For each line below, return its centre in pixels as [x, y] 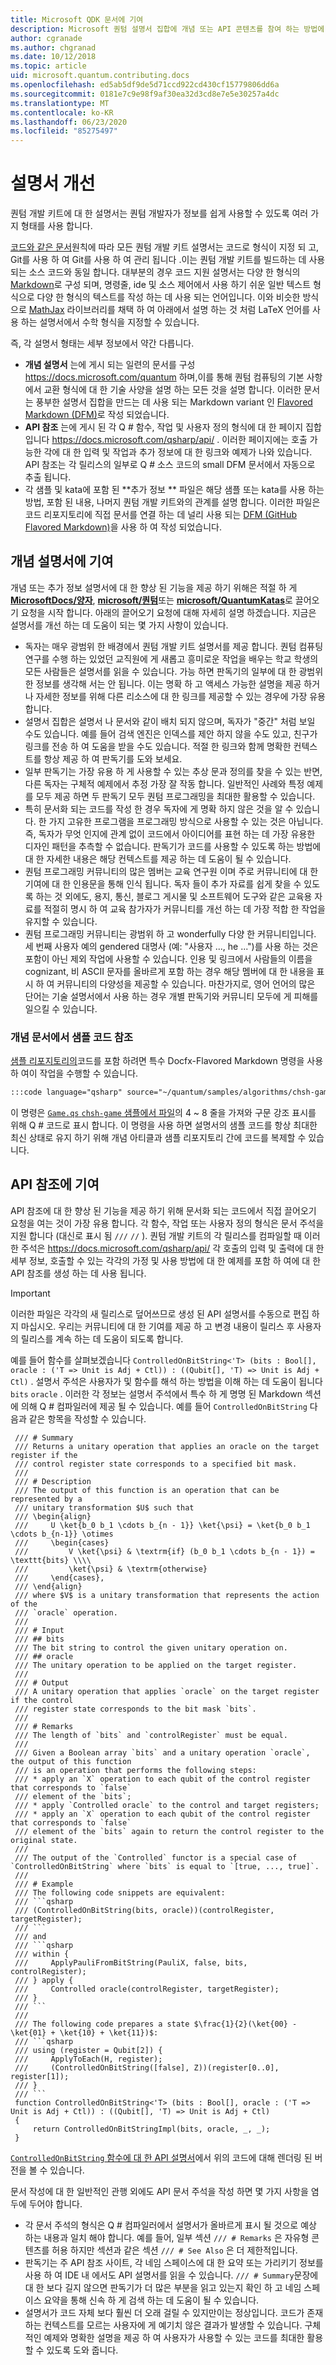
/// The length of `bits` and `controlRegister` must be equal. [151, 1735]
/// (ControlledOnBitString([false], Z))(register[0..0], [147, 2067]
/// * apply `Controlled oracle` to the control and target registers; [167, 1805]
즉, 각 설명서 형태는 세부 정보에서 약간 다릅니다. [102, 343]
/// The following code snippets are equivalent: [120, 1892]
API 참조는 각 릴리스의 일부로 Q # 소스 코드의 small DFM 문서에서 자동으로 [170, 465]
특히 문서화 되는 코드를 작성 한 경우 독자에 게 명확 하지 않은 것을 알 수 [159, 808]
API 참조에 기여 [55, 1184]
